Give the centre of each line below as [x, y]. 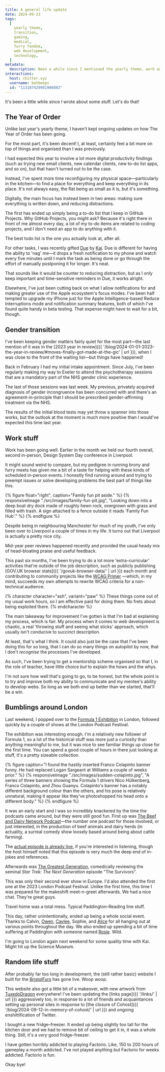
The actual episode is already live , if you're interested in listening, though [79, 846]
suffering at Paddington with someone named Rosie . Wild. [64, 932]
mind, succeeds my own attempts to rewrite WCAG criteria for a [69, 581]
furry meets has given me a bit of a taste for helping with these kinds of [77, 470]
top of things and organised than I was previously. [56, 149]
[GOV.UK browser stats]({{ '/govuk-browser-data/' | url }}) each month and [81, 571]
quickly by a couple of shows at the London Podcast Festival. [67, 724]
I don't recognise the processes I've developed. [53, 652]
